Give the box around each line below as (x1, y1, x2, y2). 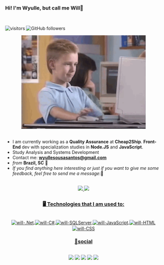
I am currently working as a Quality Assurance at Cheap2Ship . (12, 138, 143, 144)
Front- (143, 138, 157, 144)
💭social (74, 238, 93, 245)
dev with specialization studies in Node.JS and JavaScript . (21, 144, 143, 150)
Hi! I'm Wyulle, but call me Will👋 (5, 4, 83, 11)
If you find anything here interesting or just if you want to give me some (12, 165, 159, 171)
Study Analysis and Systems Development (12, 149, 99, 155)
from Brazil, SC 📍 (12, 159, 48, 166)
